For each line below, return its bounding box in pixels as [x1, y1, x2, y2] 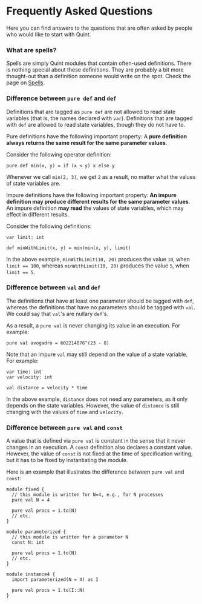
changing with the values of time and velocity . [6, 408, 123, 415]
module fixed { [6, 486, 45, 492]
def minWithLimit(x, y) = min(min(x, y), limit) [6, 244, 131, 251]
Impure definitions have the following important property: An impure [6, 191, 177, 198]
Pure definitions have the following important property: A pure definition [6, 132, 187, 140]
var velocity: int [6, 374, 53, 380]
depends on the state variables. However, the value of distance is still [6, 401, 180, 409]
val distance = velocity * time [6, 384, 88, 391]
